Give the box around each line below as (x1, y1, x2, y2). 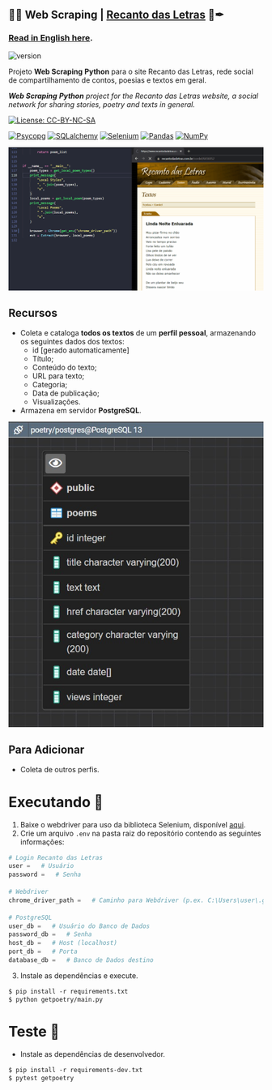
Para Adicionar (8, 743, 85, 757)
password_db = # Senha (8, 930, 92, 938)
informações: (19, 836, 65, 847)
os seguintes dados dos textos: (19, 336, 125, 346)
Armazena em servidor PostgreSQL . (19, 405, 142, 415)
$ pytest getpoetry (8, 1074, 74, 1082)
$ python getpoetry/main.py (8, 995, 104, 1003)
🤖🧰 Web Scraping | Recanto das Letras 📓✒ (8, 8, 224, 22)
